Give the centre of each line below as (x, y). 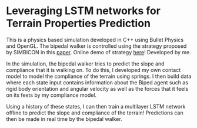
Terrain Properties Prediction (79, 23)
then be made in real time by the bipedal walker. (64, 119)
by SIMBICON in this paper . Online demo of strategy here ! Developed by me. (98, 52)
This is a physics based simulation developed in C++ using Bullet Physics (95, 40)
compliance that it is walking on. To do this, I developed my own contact (94, 70)
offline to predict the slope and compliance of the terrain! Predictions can (95, 113)
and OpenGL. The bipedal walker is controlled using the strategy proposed (96, 46)
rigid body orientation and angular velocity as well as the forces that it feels (97, 88)
